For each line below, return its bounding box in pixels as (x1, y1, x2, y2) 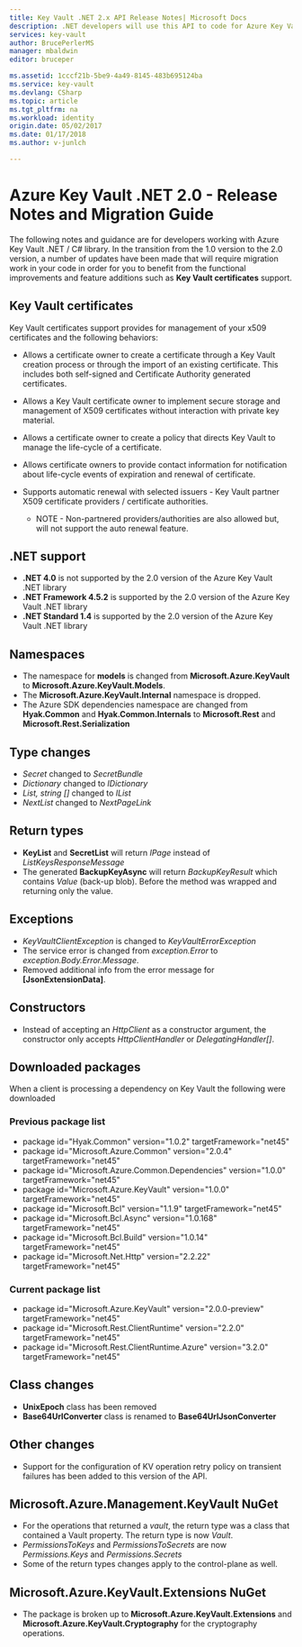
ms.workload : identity (9, 114, 94, 123)
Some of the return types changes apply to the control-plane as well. (22, 1559, 279, 1570)
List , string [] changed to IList (22, 787, 132, 798)
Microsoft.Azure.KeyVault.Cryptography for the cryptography (22, 1618, 258, 1629)
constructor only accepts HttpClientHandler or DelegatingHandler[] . (22, 1033, 275, 1044)
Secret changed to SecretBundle (22, 769, 144, 779)
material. (22, 414, 56, 425)
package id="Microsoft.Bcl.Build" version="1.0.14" (22, 1232, 209, 1242)
